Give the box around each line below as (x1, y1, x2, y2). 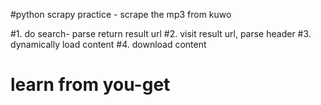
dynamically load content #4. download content (10, 39, 207, 50)
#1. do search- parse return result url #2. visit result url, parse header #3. (10, 28, 312, 39)
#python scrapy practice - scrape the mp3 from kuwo (10, 9, 232, 20)
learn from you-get (10, 74, 171, 96)
